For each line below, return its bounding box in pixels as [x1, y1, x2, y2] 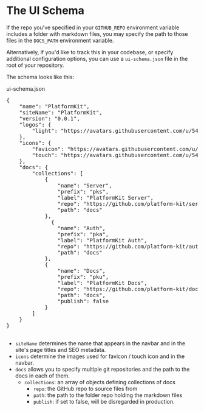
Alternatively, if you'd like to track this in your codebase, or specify [6, 48, 174, 55]
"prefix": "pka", [57, 231, 109, 237]
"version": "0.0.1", [19, 115, 80, 122]
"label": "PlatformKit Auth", [57, 237, 148, 244]
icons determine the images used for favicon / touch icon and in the [15, 353, 185, 360]
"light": [32, 127, 58, 134]
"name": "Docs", [57, 267, 106, 274]
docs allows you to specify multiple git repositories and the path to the [15, 365, 190, 373]
